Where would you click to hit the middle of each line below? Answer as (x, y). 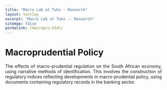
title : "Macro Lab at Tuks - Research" (46, 10)
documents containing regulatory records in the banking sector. (70, 82)
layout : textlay (22, 14)
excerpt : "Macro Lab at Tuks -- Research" (50, 19)
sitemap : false (21, 23)
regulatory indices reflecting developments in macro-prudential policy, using (83, 77)
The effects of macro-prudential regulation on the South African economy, (83, 66)
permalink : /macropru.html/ (34, 28)
